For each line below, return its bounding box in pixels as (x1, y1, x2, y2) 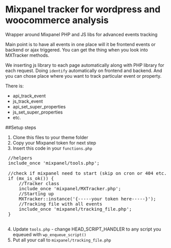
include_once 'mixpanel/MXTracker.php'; (18, 186, 121, 191)
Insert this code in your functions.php (12, 145, 93, 151)
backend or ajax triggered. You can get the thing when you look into (5, 47, 148, 53)
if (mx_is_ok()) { (8, 175, 54, 181)
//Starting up (18, 191, 54, 196)
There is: (5, 83, 24, 89)
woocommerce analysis (5, 14, 109, 26)
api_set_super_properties (12, 103, 66, 109)
